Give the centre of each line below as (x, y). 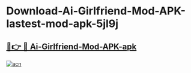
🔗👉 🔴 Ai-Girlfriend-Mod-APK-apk (71, 46)
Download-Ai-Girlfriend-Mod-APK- (96, 11)
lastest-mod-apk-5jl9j (62, 24)
